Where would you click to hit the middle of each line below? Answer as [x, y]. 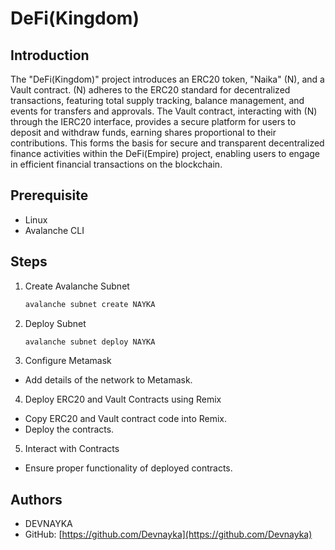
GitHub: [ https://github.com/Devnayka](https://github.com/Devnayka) [168, 534]
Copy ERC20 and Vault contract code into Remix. [126, 419]
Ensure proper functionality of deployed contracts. [128, 468]
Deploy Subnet [55, 323]
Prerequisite [49, 195]
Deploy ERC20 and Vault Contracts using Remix [123, 399]
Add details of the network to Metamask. [108, 380]
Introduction [50, 55]
